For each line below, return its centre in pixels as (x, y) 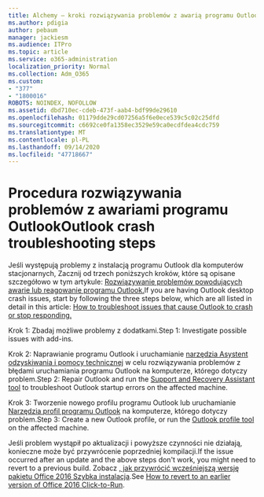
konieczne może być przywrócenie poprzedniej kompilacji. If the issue (121, 451)
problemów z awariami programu (118, 210)
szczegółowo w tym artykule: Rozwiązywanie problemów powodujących (125, 282)
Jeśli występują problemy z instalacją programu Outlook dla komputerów (126, 265)
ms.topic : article (38, 52)
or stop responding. (40, 315)
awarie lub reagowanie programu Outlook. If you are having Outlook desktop (131, 290)
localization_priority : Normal (59, 67)
